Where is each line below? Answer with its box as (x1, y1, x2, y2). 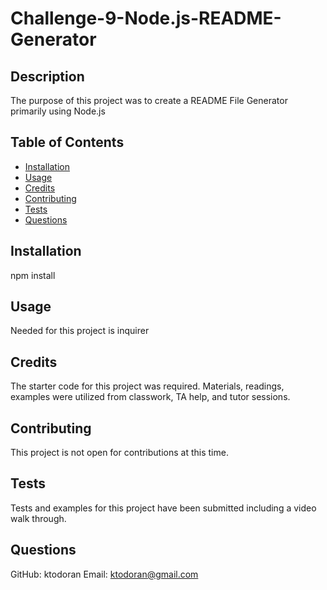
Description (10, 68, 85, 85)
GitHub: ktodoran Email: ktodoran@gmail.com (10, 568, 199, 580)
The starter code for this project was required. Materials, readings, (10, 380, 285, 392)
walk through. (10, 512, 67, 524)
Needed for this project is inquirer (10, 325, 150, 337)
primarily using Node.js (10, 105, 106, 117)
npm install (10, 269, 56, 281)
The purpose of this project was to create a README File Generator (10, 95, 288, 106)
